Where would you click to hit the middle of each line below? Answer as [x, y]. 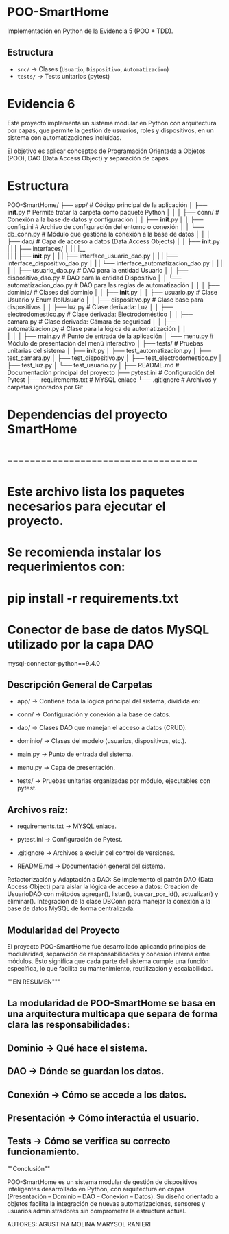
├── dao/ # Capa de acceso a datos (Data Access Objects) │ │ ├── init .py [114, 241]
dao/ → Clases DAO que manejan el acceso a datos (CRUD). [102, 728]
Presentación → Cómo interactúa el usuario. [103, 1118]
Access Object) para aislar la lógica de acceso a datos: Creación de [103, 887]
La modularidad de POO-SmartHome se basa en [111, 1003]
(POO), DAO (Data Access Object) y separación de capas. [89, 158]
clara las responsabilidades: [69, 1025]
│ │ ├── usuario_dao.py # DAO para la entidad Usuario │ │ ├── [98, 270]
